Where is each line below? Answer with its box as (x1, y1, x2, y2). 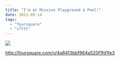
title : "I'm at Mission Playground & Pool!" (5, 7, 101, 13)
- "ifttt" (10, 26, 31, 32)
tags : (5, 17, 17, 22)
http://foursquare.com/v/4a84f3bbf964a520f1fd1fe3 (5, 50, 115, 56)
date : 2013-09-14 (5, 12, 42, 17)
